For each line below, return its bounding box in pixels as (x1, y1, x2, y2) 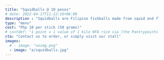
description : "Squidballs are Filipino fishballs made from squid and (5, 16, 154, 21)
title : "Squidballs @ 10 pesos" (5, 7, 71, 12)
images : (5, 39, 21, 44)
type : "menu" (5, 20, 32, 26)
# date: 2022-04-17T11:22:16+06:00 (5, 12, 78, 16)
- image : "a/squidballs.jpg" (9, 47, 69, 52)
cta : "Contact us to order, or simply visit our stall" (5, 34, 121, 39)
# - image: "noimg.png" (9, 43, 58, 48)
